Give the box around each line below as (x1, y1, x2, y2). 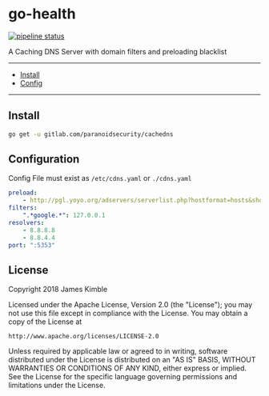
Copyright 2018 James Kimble (8, 285, 108, 294)
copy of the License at (8, 317, 82, 326)
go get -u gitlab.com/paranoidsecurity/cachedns (8, 130, 174, 138)
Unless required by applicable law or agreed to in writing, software (8, 346, 228, 356)
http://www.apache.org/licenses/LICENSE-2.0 (8, 333, 159, 341)
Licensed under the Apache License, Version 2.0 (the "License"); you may (8, 300, 253, 310)
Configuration (8, 153, 80, 166)
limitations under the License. (8, 381, 106, 390)
